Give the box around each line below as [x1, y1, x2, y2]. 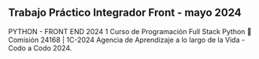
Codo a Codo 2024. [8, 43, 72, 53]
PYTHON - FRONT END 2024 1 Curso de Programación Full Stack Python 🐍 [8, 26, 252, 36]
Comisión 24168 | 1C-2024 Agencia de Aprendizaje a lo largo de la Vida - [8, 35, 246, 44]
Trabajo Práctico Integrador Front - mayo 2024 [8, 6, 242, 19]
